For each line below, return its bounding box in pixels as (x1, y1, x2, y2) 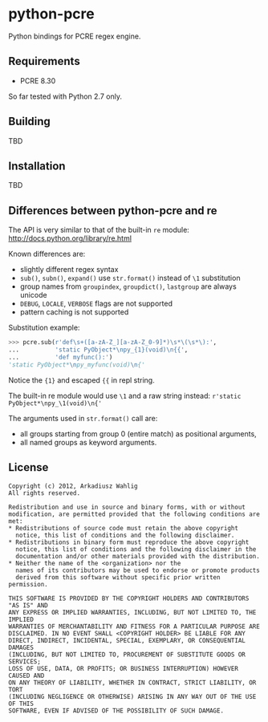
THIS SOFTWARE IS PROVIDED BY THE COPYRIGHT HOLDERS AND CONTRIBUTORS (8, 594, 250, 602)
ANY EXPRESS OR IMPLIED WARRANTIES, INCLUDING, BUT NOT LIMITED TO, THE (8, 608, 257, 616)
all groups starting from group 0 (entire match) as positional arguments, (19, 428, 257, 438)
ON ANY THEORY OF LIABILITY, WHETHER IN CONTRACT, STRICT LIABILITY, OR (8, 679, 257, 687)
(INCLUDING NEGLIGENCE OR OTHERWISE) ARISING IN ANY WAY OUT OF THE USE (8, 692, 257, 700)
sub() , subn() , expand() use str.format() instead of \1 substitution (19, 274, 241, 283)
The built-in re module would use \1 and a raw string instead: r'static (8, 391, 242, 400)
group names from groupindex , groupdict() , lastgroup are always (19, 282, 237, 291)
